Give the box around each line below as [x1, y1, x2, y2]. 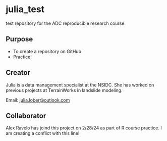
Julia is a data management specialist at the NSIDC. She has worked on [6, 82, 154, 88]
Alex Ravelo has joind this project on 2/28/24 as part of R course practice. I [6, 125, 162, 131]
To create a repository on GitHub [13, 48, 81, 54]
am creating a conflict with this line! [6, 130, 80, 136]
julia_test [6, 4, 45, 15]
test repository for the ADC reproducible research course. [6, 20, 126, 26]
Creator [6, 68, 31, 77]
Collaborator [6, 111, 46, 120]
